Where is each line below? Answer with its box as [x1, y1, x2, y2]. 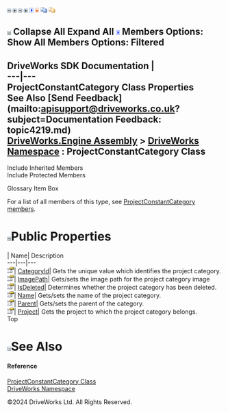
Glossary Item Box [7, 184, 59, 192]
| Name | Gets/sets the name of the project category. [14, 291, 162, 300]
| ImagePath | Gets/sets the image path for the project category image [14, 275, 210, 284]
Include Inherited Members [7, 164, 84, 172]
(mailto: [7, 103, 41, 114]
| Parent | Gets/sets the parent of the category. [14, 299, 144, 308]
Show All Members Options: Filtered [7, 37, 164, 49]
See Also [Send [7, 92, 74, 103]
